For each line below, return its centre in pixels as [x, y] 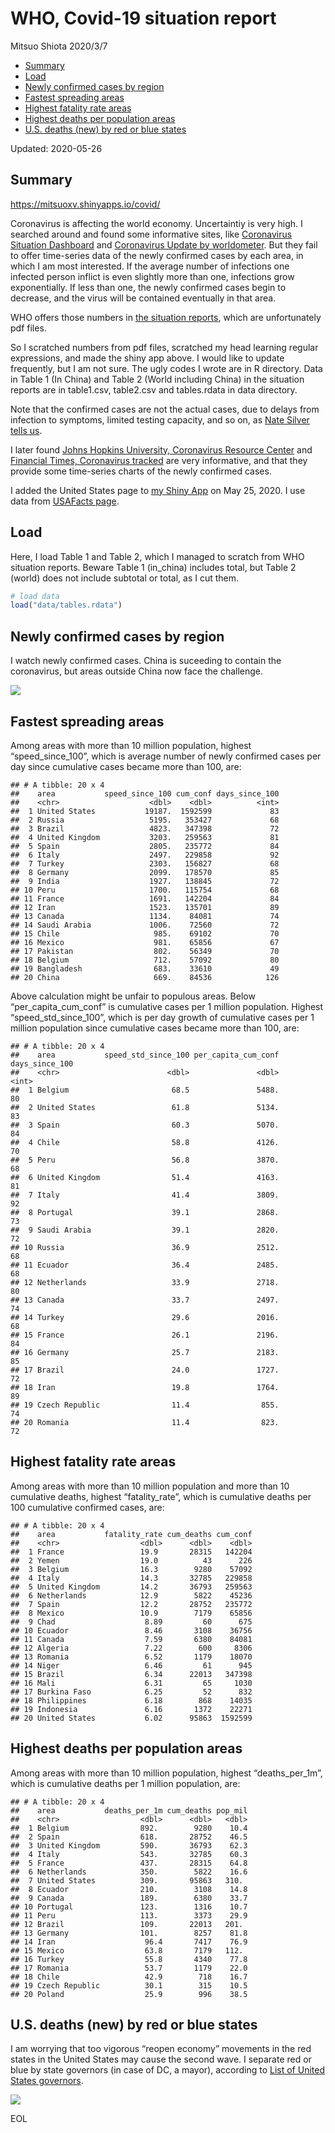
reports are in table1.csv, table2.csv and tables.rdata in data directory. [154, 389]
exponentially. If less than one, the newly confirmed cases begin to [148, 287]
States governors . [47, 2081]
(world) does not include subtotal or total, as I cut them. [125, 578]
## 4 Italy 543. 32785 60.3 [129, 1854]
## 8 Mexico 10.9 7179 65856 [131, 1613]
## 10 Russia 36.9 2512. [145, 1247]
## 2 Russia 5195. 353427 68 [145, 820]
